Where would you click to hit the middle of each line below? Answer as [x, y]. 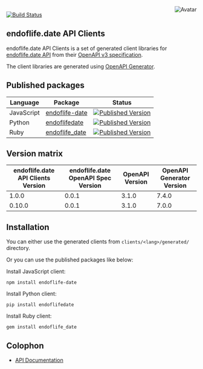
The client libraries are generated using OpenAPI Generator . [81, 66]
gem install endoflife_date [42, 327]
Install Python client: [31, 294]
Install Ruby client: [29, 316]
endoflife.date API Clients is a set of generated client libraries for [87, 48]
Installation [28, 227]
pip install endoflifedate [40, 305]
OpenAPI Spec [90, 178]
